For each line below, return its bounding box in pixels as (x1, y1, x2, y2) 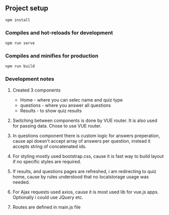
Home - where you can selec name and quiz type (20, 97, 123, 103)
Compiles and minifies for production (5, 53, 98, 60)
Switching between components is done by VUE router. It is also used (12, 117, 157, 123)
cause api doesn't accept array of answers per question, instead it (12, 138, 151, 144)
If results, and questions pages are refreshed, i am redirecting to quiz (12, 168, 156, 174)
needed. (12, 179, 30, 185)
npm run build (5, 64, 35, 69)
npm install (5, 17, 30, 22)
